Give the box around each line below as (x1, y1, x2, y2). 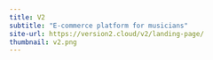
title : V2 (9, 12, 46, 22)
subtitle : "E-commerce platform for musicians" (9, 21, 189, 30)
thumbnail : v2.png (9, 37, 77, 47)
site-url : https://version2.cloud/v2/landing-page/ (9, 29, 204, 38)
